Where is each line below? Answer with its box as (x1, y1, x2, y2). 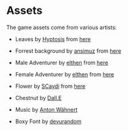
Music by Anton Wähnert (15, 106, 78, 113)
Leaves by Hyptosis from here (15, 35, 91, 42)
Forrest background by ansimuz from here (15, 47, 122, 55)
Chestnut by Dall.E (15, 94, 62, 101)
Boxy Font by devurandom (15, 118, 82, 125)
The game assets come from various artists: (6, 24, 117, 31)
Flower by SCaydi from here (15, 82, 86, 90)
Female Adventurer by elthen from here (15, 70, 115, 78)
